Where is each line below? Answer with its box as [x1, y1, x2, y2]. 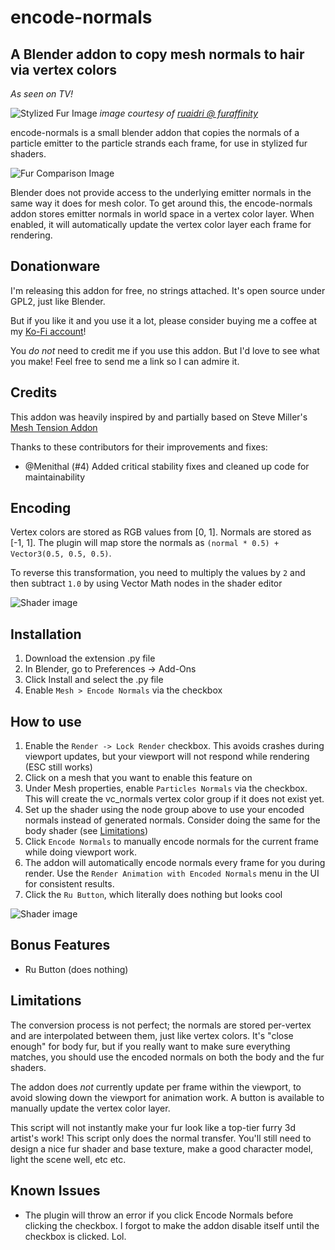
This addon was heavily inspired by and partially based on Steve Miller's [10, 411, 308, 423]
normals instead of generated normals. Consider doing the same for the [24, 814, 321, 826]
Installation [10, 626, 82, 643]
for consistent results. [24, 878, 115, 890]
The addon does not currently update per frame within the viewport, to [10, 1081, 302, 1093]
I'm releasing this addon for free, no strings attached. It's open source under [10, 284, 326, 296]
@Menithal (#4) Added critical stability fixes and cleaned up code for [24, 460, 310, 472]
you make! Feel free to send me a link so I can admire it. [10, 355, 240, 367]
